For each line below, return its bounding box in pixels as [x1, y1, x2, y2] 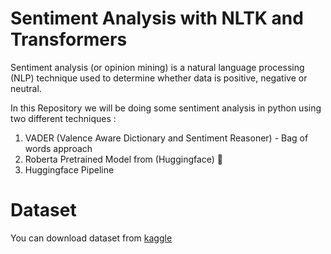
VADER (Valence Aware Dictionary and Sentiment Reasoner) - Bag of [24, 132, 309, 144]
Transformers [10, 28, 128, 51]
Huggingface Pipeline [24, 163, 115, 176]
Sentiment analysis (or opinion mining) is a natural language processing [10, 61, 305, 73]
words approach [24, 142, 93, 154]
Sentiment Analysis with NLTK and [10, 7, 304, 30]
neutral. [10, 82, 42, 94]
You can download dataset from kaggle [10, 232, 173, 244]
